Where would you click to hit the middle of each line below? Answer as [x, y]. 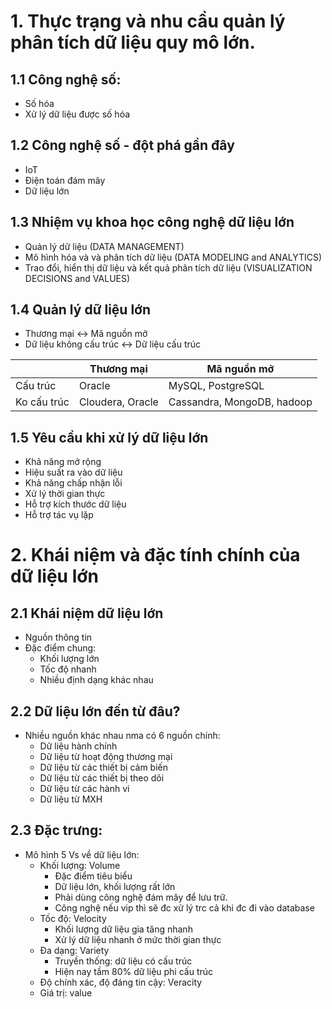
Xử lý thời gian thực [65, 494]
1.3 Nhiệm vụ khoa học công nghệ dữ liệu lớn [152, 222]
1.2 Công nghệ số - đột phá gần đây [122, 145]
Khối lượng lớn [69, 659]
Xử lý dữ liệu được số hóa [77, 114]
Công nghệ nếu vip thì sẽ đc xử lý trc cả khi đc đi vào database [184, 907]
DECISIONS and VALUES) [77, 278]
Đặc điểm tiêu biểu [93, 876]
